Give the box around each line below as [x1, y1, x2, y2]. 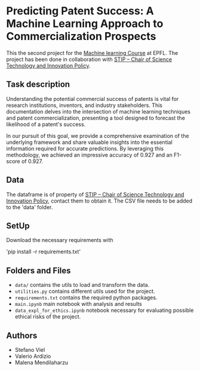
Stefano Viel [14, 347, 45, 353]
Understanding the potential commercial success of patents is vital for [6, 95, 179, 102]
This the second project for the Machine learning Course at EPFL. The [6, 49, 179, 56]
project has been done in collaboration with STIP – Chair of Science [6, 56, 172, 63]
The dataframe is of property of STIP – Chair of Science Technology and [6, 191, 184, 198]
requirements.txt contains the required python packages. [14, 294, 158, 301]
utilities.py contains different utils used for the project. [14, 288, 155, 295]
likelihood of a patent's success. [6, 121, 86, 128]
